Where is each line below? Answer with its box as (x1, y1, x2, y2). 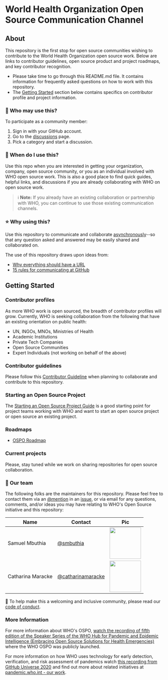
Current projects (5, 450, 47, 457)
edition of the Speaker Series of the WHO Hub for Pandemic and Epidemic (5, 633, 159, 639)
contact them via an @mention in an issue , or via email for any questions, (5, 496, 156, 502)
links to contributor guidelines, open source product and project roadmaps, (5, 58, 160, 64)
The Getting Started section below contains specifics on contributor (12, 89, 153, 95)
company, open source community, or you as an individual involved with (5, 168, 154, 174)
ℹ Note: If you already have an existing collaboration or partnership (17, 194, 155, 200)
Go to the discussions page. (12, 134, 71, 140)
